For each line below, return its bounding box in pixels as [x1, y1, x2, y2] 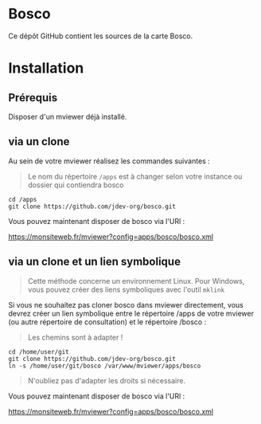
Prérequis [8, 91, 58, 104]
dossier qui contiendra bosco [27, 180, 124, 190]
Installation [8, 59, 84, 77]
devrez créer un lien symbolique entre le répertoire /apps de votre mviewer [8, 308, 255, 318]
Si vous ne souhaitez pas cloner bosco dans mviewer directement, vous [8, 300, 244, 309]
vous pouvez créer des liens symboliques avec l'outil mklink [27, 285, 225, 294]
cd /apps [8, 195, 37, 203]
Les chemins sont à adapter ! [27, 332, 123, 342]
